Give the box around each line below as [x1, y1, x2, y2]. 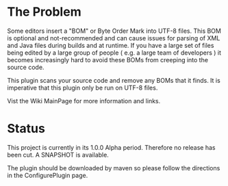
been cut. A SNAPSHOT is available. [7, 150, 110, 159]
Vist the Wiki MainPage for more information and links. [7, 96, 161, 105]
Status [7, 121, 46, 137]
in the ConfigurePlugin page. [7, 171, 88, 179]
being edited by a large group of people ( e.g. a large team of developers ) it [7, 49, 221, 57]
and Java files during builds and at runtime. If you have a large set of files [7, 41, 214, 49]
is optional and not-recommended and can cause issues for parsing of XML [7, 34, 220, 42]
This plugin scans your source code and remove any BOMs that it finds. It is [7, 76, 220, 84]
